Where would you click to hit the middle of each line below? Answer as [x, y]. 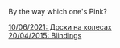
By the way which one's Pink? [58, 12]
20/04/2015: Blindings [45, 36]
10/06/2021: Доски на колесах [60, 27]
